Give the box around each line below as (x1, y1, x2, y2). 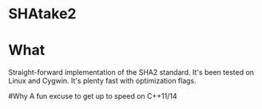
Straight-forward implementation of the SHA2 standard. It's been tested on (8, 68, 254, 77)
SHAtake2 (8, 5, 77, 23)
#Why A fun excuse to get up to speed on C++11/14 (8, 91, 177, 101)
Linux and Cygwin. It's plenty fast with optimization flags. (8, 76, 197, 86)
